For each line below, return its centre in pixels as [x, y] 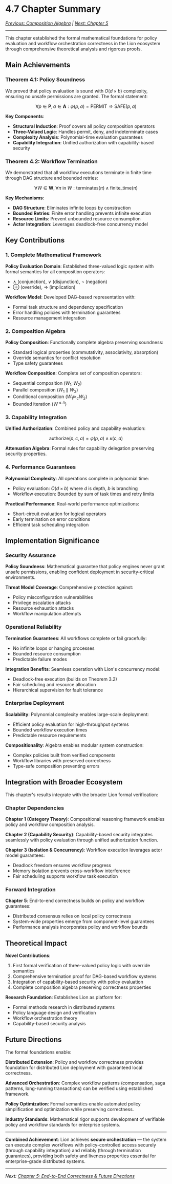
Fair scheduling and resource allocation [54, 684]
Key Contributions [35, 240]
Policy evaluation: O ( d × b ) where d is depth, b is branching [75, 488]
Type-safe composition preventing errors [56, 766]
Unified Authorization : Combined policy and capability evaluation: [76, 428]
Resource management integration [49, 318]
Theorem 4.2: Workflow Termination [52, 161]
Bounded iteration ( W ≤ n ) [40, 403]
